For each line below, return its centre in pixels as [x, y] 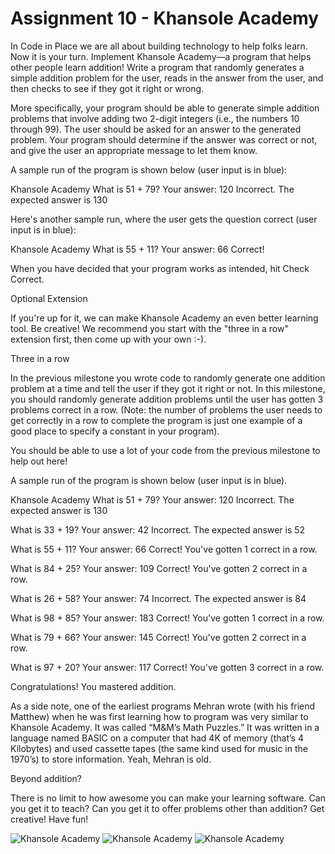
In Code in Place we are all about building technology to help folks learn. [159, 46]
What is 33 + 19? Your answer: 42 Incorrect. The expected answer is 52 [158, 529]
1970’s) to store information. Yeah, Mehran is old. [111, 759]
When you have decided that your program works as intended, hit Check [160, 268]
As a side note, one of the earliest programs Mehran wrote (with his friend [163, 706]
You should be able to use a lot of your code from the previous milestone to [165, 450]
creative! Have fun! [49, 819]
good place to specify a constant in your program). [115, 431]
